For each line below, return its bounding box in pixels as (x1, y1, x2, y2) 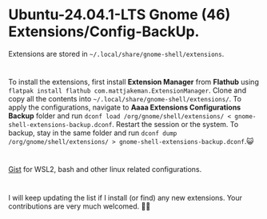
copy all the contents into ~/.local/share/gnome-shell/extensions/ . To (8, 94, 242, 104)
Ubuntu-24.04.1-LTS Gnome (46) (8, 6, 231, 24)
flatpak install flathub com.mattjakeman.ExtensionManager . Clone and (8, 86, 246, 95)
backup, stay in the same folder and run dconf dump (8, 128, 177, 137)
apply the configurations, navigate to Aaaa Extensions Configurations (8, 102, 241, 113)
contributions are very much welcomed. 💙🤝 (8, 201, 151, 211)
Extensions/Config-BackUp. (8, 22, 200, 41)
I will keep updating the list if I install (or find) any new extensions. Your (8, 193, 242, 202)
